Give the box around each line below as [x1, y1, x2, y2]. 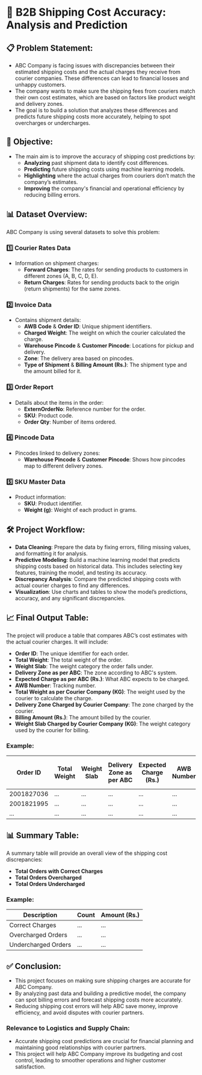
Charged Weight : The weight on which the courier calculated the [23, 329, 186, 336]
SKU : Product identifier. [23, 500, 83, 507]
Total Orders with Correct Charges [14, 867, 103, 875]
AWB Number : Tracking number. [14, 682, 96, 689]
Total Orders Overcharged [14, 873, 82, 881]
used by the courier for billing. [14, 726, 90, 733]
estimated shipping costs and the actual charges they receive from [14, 69, 181, 75]
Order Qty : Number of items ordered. [23, 418, 117, 425]
